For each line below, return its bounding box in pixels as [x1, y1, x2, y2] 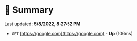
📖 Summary [4, 4, 54, 16]
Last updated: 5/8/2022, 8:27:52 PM [4, 21, 81, 27]
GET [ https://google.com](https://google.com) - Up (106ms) [11, 30, 133, 36]
